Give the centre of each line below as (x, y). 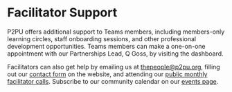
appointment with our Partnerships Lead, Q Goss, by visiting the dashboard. (115, 54)
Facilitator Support (62, 13)
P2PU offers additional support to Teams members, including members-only (116, 32)
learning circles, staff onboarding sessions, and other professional (101, 38)
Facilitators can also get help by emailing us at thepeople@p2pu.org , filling (114, 67)
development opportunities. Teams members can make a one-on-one (106, 46)
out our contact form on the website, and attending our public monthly (107, 74)
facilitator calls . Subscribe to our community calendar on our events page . (113, 81)
